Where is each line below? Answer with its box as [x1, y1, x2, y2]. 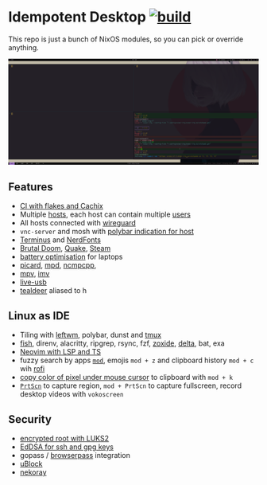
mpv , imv [19, 269, 50, 279]
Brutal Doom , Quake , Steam [19, 244, 111, 253]
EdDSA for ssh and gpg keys [19, 442, 114, 452]
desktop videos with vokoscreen [19, 389, 124, 399]
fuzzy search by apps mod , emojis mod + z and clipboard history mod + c [19, 355, 254, 366]
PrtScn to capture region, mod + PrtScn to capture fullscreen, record [19, 381, 242, 390]
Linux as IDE [8, 309, 70, 323]
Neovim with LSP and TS [19, 347, 102, 357]
